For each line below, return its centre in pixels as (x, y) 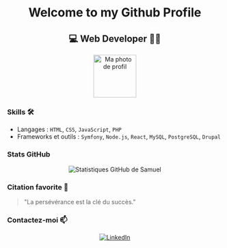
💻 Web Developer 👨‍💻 (115, 39)
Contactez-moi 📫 (37, 220)
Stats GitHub (29, 154)
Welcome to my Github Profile (115, 13)
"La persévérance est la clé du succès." (80, 202)
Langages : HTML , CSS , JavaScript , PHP (69, 129)
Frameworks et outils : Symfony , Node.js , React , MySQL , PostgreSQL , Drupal (119, 137)
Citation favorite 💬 (38, 187)
